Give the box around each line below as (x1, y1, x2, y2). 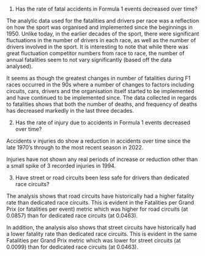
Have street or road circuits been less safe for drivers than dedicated (15, 174, 190, 181)
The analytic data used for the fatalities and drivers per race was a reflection (6, 17, 199, 24)
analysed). (6, 62, 33, 70)
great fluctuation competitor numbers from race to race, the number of (6, 50, 185, 57)
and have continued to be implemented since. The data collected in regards (6, 94, 197, 101)
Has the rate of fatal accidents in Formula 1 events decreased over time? (15, 6, 198, 12)
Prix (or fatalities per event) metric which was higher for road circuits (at (6, 205, 188, 213)
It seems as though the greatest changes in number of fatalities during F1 (6, 75, 191, 81)
